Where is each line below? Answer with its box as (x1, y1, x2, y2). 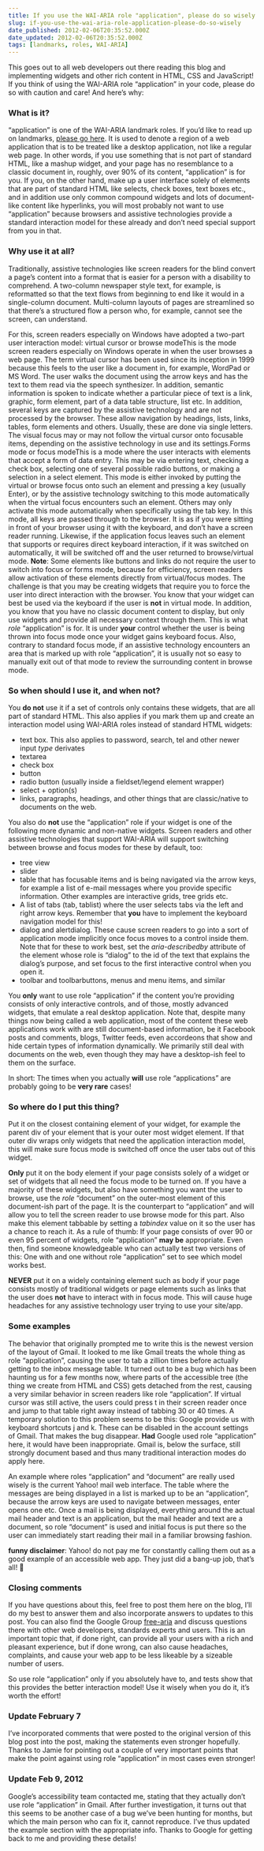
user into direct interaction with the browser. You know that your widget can (8, 589, 255, 599)
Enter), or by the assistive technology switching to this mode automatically (8, 489, 250, 498)
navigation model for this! (19, 917, 102, 927)
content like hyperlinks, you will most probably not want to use (20, 201, 225, 210)
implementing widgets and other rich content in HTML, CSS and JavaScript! (8, 71, 255, 81)
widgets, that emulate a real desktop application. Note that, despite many (8, 1008, 246, 1018)
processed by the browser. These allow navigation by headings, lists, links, (8, 413, 251, 423)
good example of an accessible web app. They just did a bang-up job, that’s (8, 1554, 255, 1563)
